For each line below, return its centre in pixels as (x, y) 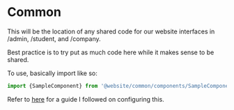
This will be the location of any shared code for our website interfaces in (111, 31)
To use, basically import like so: (52, 73)
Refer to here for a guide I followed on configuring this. (86, 99)
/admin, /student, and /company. (54, 38)
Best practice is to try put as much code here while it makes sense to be (111, 52)
